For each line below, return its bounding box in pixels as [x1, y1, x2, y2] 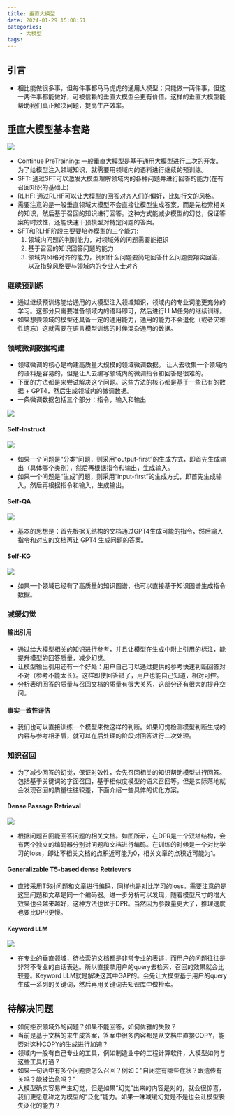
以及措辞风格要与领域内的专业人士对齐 [27, 262, 138, 270]
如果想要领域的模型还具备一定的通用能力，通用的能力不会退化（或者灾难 [17, 315, 226, 324]
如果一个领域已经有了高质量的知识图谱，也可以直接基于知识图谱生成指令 [17, 581, 226, 589]
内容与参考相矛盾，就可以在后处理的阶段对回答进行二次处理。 [17, 731, 196, 740]
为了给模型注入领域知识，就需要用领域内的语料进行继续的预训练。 [17, 165, 207, 173]
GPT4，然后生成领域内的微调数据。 [31, 387, 133, 395]
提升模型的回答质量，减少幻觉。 [17, 654, 110, 662]
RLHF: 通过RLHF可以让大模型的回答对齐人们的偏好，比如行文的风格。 [17, 192, 218, 200]
